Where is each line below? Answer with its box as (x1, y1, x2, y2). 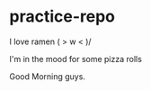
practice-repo (9, 6, 115, 27)
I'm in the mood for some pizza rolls (9, 53, 142, 64)
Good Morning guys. (9, 70, 85, 82)
